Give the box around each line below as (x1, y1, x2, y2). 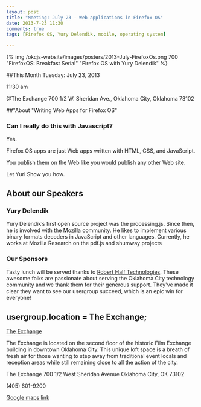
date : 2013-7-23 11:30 (6, 20, 63, 26)
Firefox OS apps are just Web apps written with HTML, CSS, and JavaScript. (6, 147, 196, 154)
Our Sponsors (6, 255, 48, 263)
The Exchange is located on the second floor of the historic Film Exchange (6, 340, 191, 347)
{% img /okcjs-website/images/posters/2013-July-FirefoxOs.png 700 (6, 53, 178, 61)
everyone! (6, 294, 31, 302)
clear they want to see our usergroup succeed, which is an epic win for (6, 288, 183, 295)
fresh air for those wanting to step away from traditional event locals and (6, 352, 187, 360)
